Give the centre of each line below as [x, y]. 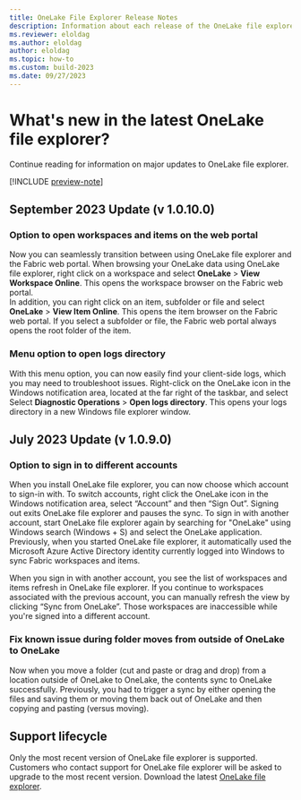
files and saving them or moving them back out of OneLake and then [136, 699]
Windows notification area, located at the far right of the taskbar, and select [149, 392]
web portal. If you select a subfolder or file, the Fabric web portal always [143, 321]
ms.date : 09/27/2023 [48, 76]
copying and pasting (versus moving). [79, 708]
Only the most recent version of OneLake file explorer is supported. [133, 758]
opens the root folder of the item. [70, 331]
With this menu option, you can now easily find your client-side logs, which [148, 374]
